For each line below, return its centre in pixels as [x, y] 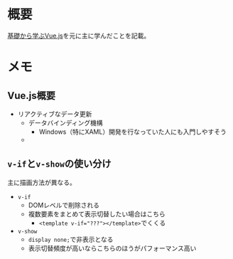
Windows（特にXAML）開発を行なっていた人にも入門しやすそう [133, 132]
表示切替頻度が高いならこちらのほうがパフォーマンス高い [112, 248]
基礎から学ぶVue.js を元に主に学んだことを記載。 [79, 36]
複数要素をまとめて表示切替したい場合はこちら [97, 213]
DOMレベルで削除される [64, 205]
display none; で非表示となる [71, 239]
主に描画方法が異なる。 [42, 182]
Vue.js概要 [31, 96]
